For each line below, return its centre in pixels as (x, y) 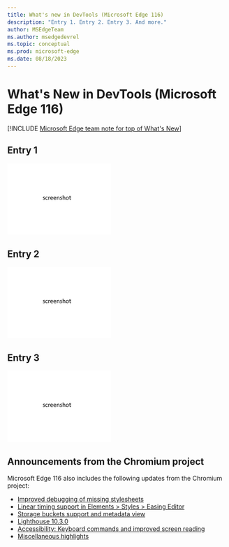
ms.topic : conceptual (39, 44)
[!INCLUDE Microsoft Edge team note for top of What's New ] (94, 128)
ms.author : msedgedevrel (43, 37)
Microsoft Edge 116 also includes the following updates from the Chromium (115, 479)
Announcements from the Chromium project (106, 462)
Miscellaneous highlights (53, 537)
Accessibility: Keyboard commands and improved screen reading (111, 529)
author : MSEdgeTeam (36, 29)
